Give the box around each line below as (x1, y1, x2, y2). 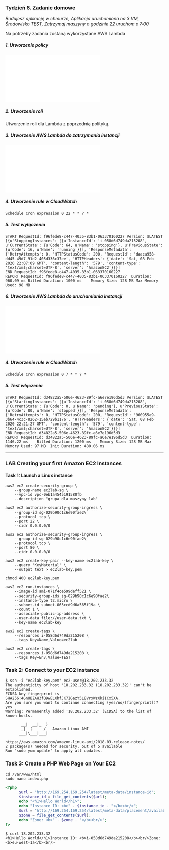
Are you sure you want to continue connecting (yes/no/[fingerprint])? (5, 700, 158, 705)
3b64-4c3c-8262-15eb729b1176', (5, 417, 71, 422)
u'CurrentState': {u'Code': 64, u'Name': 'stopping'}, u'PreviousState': (5, 243, 163, 248)
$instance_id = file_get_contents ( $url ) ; (18, 794, 107, 799)
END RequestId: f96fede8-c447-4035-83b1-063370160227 (5, 270, 121, 275)
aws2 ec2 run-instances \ (5, 585, 59, 590)
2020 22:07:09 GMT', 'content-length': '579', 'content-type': (5, 261, 141, 266)
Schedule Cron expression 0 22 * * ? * (5, 211, 89, 216)
